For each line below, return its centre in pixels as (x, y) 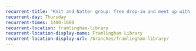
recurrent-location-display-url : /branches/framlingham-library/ (87, 39)
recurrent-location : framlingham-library (57, 28)
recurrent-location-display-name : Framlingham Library (74, 33)
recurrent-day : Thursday (36, 17)
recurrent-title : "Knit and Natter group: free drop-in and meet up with (98, 11)
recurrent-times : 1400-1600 (40, 22)
